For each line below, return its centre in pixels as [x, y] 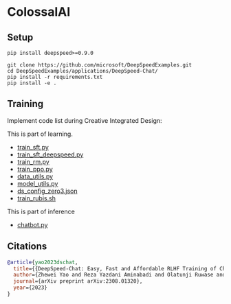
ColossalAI [39, 12]
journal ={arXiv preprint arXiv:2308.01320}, [78, 281]
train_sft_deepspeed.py [50, 154]
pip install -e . [32, 83]
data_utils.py [35, 176]
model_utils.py [37, 183]
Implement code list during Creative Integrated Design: [85, 120]
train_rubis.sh [36, 198]
